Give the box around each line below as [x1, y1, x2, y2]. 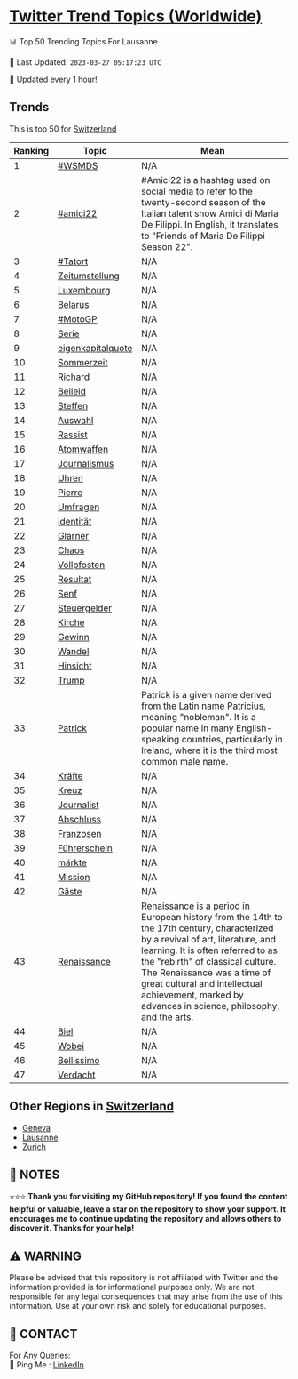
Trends [9, 100, 50, 115]
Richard [57, 371, 90, 383]
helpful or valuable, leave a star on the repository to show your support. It [9, 1204, 286, 1215]
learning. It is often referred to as [141, 944, 278, 957]
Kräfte [57, 769, 83, 782]
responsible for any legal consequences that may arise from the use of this [9, 1291, 283, 1302]
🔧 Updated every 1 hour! [9, 74, 98, 84]
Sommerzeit [57, 356, 108, 368]
